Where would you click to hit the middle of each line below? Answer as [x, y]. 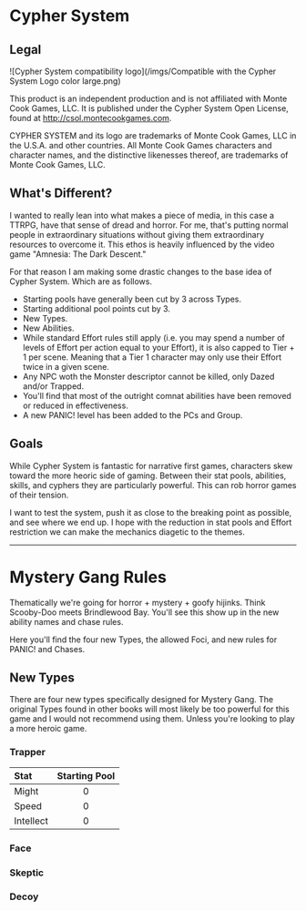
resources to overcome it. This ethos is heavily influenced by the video [142, 244]
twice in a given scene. [66, 366]
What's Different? [61, 194]
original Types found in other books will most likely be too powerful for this [149, 709]
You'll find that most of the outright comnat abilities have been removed [157, 395]
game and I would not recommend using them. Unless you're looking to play [153, 719]
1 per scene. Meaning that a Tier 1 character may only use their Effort [152, 357]
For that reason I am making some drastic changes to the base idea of [141, 271]
